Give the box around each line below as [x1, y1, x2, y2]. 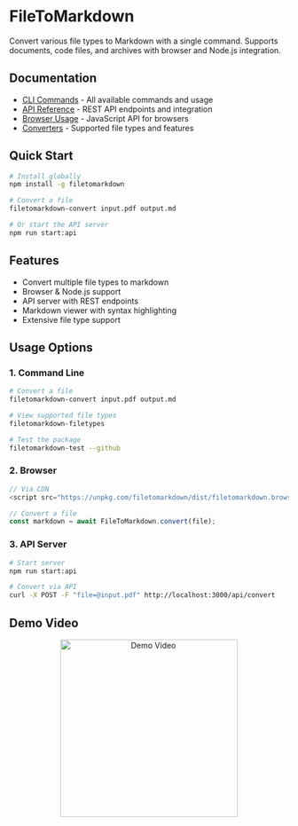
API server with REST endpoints [21, 295, 139, 306]
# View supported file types [9, 411, 117, 421]
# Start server [9, 558, 66, 567]
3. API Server [9, 539, 67, 551]
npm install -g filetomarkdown [9, 180, 125, 189]
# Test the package [9, 435, 82, 444]
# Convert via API [9, 583, 77, 592]
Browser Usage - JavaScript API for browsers [21, 113, 189, 123]
